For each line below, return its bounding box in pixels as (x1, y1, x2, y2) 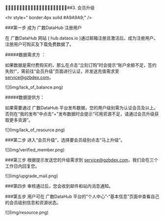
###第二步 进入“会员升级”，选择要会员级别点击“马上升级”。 (5, 137, 125, 143)
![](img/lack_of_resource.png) (5, 127, 65, 133)
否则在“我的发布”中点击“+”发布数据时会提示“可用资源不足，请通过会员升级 (5, 111, 155, 117)
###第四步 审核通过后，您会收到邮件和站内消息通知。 (5, 183, 114, 189)
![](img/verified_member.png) (5, 147, 65, 153)
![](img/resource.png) (5, 210, 49, 215)
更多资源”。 (9, 117, 33, 123)
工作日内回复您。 (5, 163, 40, 169)
